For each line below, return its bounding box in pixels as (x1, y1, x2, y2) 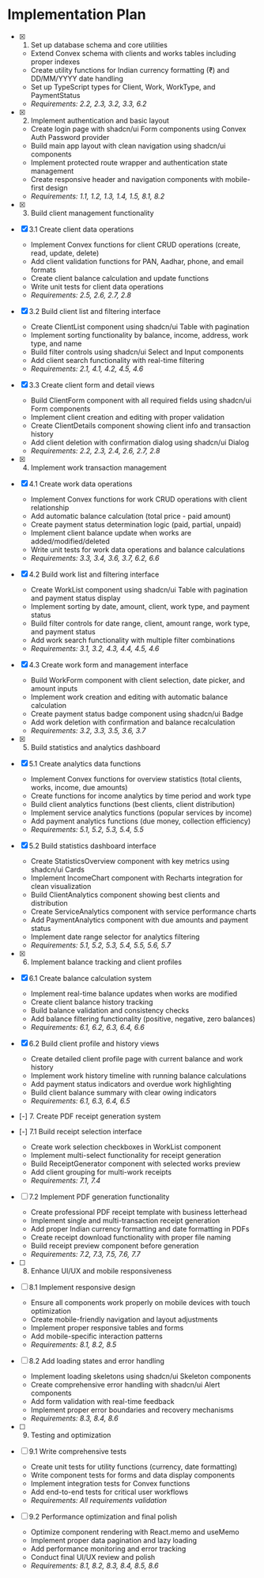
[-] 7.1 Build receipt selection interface (18, 1126, 143, 1136)
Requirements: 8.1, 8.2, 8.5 (30, 1339, 117, 1349)
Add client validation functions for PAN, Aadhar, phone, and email (30, 256, 244, 266)
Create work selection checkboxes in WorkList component (30, 1141, 221, 1152)
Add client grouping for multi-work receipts (30, 1167, 172, 1176)
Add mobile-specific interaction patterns (30, 1331, 163, 1341)
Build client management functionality (30, 208, 155, 218)
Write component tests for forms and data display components (30, 1470, 235, 1480)
